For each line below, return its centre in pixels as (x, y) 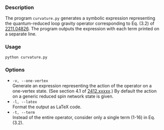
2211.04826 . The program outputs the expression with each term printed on (82, 29)
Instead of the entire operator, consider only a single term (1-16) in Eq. (83, 117)
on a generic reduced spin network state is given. (63, 96)
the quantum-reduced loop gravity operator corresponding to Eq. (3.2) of (80, 23)
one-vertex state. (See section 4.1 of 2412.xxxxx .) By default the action (84, 91)
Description (20, 7)
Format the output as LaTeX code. (47, 107)
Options (15, 69)
